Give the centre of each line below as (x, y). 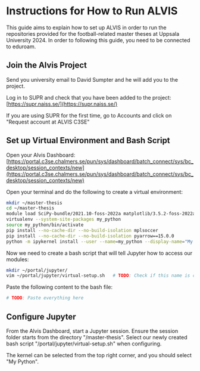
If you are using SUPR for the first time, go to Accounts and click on (89, 115)
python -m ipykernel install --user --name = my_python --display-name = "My (100, 242)
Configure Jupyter (41, 316)
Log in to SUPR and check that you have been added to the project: (89, 97)
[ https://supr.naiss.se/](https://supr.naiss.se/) (62, 104)
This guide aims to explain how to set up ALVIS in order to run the (86, 27)
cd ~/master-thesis (30, 208)
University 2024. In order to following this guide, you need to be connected (98, 40)
